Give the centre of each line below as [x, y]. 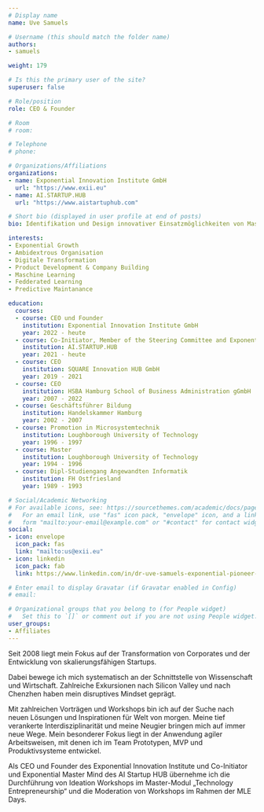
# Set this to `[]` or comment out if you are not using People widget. [133, 617]
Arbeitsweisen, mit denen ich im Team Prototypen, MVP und [105, 742]
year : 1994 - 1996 [52, 465]
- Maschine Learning [42, 275]
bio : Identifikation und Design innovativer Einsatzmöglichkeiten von [126, 224]
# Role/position [35, 101]
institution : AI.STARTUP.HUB [70, 347]
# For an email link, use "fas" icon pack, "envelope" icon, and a [125, 515]
